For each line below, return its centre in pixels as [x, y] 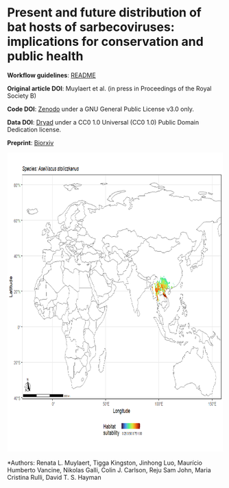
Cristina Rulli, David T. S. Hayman [54, 477]
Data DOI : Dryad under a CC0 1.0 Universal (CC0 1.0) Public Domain [103, 122]
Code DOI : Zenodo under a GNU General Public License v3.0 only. [100, 109]
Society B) [22, 95]
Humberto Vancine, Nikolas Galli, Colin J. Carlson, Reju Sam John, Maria [109, 470]
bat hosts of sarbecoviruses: [91, 27]
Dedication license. [34, 129]
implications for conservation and [105, 42]
